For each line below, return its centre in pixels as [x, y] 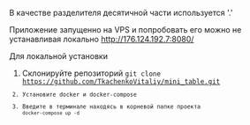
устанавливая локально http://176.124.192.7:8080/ [102, 39]
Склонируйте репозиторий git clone [91, 73]
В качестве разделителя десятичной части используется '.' [121, 13]
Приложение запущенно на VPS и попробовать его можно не [125, 29]
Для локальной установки [59, 56]
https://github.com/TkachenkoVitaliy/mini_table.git [121, 82]
